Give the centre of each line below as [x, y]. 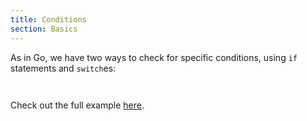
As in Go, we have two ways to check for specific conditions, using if [154, 57]
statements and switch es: [63, 68]
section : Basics [44, 29]
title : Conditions [48, 19]
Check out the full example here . [77, 105]
